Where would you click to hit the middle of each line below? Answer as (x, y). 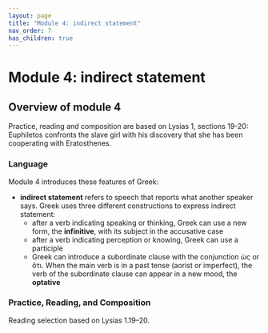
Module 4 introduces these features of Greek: (84, 182)
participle (48, 248)
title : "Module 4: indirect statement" (75, 23)
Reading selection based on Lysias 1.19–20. (79, 320)
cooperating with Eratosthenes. (60, 143)
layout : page (30, 16)
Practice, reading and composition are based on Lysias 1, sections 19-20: (128, 126)
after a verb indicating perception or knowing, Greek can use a (135, 239)
